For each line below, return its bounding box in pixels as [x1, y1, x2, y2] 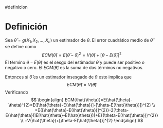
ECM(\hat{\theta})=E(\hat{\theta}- [65, 97, 133, 103]
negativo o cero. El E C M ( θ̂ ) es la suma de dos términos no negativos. [5, 65, 144, 71]
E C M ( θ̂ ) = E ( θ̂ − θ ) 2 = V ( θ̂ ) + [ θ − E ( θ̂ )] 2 [42, 51, 122, 58]
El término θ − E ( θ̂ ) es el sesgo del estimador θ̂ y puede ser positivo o [5, 59, 145, 65]
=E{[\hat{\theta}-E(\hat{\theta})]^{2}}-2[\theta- [35, 107, 129, 113]
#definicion [5, 4, 28, 10]
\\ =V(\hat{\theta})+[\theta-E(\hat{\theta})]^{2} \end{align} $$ [20, 118, 144, 124]
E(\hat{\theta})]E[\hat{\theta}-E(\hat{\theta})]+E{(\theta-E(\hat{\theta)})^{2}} [5, 112, 158, 118]
